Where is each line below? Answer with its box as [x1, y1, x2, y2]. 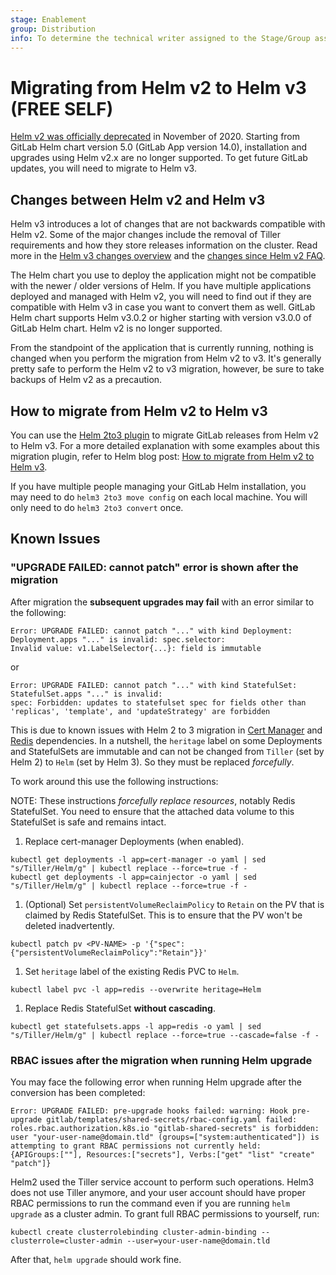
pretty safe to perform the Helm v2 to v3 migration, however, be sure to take [10, 363, 325, 375]
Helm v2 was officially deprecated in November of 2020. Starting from [10, 131, 301, 143]
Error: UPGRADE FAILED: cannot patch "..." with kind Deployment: [10, 626, 293, 636]
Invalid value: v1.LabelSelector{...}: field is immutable [10, 643, 262, 653]
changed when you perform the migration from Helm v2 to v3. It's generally [10, 352, 322, 365]
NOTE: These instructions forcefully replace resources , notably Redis [10, 794, 296, 806]
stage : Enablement [10, 14, 87, 25]
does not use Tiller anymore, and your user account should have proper [10, 1186, 306, 1198]
